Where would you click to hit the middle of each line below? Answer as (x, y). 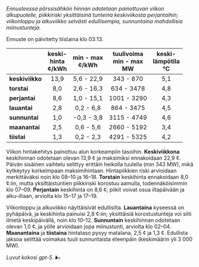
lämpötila (166, 61)
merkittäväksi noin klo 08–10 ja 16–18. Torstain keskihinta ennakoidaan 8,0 (97, 177)
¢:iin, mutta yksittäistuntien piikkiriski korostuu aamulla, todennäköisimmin (97, 183)
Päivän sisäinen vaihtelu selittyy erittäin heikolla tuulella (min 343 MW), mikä (100, 164)
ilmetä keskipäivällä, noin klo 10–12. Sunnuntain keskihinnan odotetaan (93, 220)
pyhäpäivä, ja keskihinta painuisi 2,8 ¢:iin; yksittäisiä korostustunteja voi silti (99, 214)
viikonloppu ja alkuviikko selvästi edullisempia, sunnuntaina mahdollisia (94, 21)
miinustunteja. (24, 27)
